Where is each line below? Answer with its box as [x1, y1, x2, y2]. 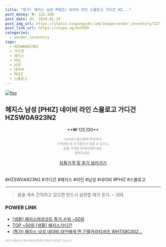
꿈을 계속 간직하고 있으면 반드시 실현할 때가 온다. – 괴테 [17, 192, 124, 198]
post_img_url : [5, 21, 35, 26]
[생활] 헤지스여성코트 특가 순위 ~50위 [12, 216, 85, 222]
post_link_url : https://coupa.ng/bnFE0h [5, 26, 90, 31]
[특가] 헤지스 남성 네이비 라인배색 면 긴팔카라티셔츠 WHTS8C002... [12, 228, 143, 234]
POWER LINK [5, 204, 37, 211]
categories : [5, 30, 30, 35]
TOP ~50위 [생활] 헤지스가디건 [12, 222, 73, 228]
